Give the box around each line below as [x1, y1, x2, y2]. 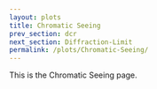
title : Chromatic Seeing [9, 21, 101, 30]
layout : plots [9, 12, 62, 22]
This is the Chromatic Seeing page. [9, 70, 137, 80]
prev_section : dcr [9, 29, 77, 38]
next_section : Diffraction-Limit [9, 37, 133, 47]
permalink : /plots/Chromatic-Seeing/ [9, 46, 149, 55]
